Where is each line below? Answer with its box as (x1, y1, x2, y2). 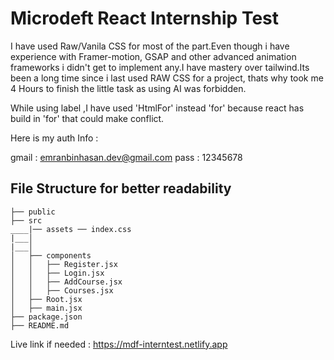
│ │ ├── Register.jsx (10, 259, 118, 269)
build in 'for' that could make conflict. (10, 112, 165, 124)
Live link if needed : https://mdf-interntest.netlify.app (10, 338, 228, 350)
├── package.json (10, 312, 83, 322)
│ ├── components (10, 250, 92, 261)
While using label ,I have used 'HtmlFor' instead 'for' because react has (10, 102, 305, 114)
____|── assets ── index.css (10, 224, 132, 234)
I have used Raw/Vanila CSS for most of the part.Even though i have (10, 40, 290, 52)
